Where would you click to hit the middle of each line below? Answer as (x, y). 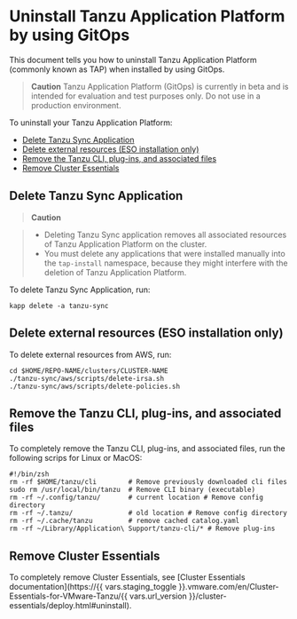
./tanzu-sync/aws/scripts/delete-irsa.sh (87, 378)
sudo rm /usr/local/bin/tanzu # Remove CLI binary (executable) (132, 490)
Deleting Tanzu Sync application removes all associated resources (165, 234)
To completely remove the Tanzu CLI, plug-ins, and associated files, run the (147, 448)
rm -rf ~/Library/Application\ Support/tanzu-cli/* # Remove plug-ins (142, 529)
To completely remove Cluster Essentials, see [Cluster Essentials (127, 577)
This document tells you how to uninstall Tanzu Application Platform (133, 60)
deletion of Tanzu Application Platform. (115, 272)
